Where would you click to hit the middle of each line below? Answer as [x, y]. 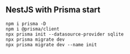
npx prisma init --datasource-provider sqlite [65, 34]
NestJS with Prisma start [53, 10]
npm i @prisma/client [33, 29]
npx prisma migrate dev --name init [51, 44]
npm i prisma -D [26, 23]
